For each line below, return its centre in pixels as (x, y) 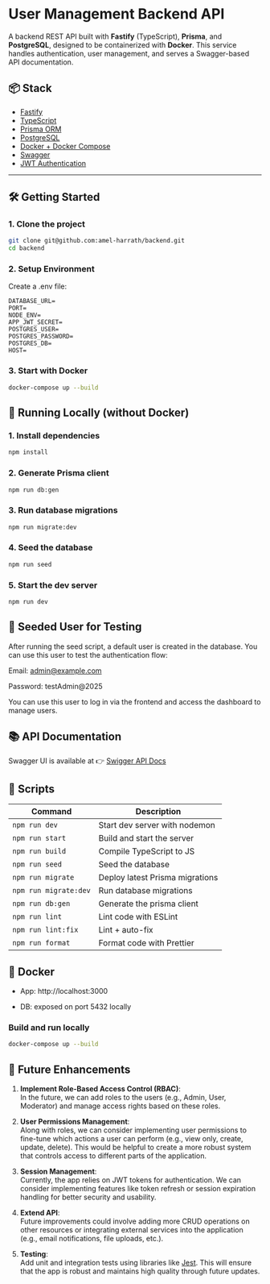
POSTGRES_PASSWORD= (41, 337)
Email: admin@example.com (55, 671)
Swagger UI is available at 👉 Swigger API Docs (87, 760)
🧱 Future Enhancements (70, 1069)
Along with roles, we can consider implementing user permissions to (133, 1130)
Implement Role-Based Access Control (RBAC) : (100, 1089)
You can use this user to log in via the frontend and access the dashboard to (135, 701)
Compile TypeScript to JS (147, 851)
